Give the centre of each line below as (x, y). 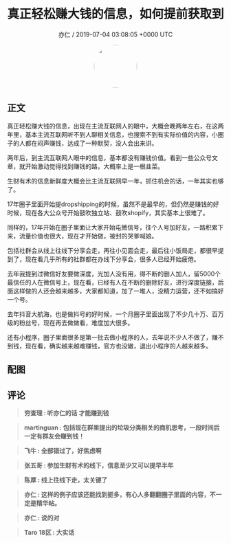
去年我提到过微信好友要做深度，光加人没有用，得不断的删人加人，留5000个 (114, 274)
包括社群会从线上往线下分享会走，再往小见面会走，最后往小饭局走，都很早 (112, 250)
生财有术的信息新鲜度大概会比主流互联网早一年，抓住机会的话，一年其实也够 (115, 181)
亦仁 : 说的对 (42, 518)
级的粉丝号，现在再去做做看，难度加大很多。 (70, 322)
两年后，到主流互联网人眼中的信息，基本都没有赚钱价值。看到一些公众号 (109, 157)
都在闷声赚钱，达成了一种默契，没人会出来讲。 (91, 143)
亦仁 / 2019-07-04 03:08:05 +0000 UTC (115, 34)
